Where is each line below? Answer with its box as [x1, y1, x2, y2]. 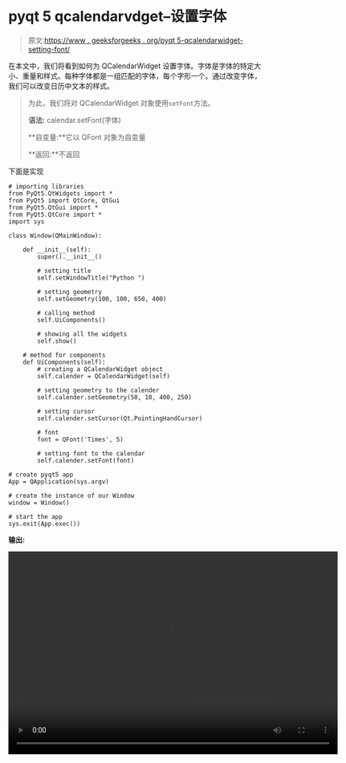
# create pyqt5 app [8, 471, 74, 479]
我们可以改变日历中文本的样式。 [8, 81, 114, 91]
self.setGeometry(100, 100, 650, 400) [37, 295, 167, 303]
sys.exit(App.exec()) [8, 520, 81, 528]
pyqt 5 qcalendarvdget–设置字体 [8, 7, 227, 26]
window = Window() [8, 499, 70, 507]
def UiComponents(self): [22, 358, 106, 366]
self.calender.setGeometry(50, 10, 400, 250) [37, 393, 193, 402]
